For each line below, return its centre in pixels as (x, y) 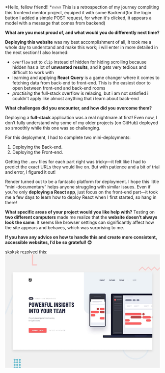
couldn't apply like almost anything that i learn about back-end (75, 98)
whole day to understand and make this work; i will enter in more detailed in (82, 47)
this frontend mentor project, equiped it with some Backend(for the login (78, 13)
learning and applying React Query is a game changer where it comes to (86, 78)
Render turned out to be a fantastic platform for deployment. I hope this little (82, 182)
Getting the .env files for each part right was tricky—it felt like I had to (76, 162)
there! (11, 202)
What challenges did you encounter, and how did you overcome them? (79, 108)
